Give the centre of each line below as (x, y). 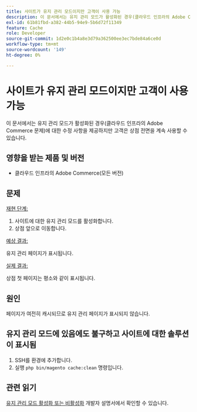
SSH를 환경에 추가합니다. (43, 360)
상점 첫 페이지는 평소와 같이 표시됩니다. (51, 278)
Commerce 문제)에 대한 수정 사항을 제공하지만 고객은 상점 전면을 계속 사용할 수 (97, 130)
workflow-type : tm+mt (33, 45)
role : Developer (26, 33)
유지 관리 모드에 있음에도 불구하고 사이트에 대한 (86, 334)
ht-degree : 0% (23, 55)
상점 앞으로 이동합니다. (40, 229)
